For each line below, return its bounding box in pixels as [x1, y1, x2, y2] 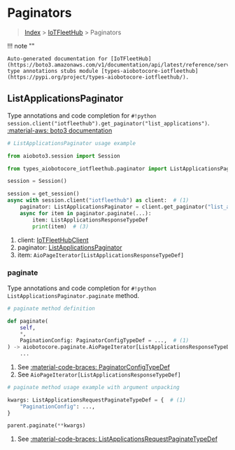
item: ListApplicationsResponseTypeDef [32, 216, 149, 224]
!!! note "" [7, 41, 35, 50]
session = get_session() [7, 191, 80, 198]
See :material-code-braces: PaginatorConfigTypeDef [17, 362, 170, 371]
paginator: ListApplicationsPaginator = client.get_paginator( [20, 203, 208, 210]
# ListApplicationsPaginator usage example [7, 139, 136, 146]
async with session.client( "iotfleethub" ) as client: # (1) [7, 197, 190, 204]
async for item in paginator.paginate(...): [20, 210, 152, 217]
